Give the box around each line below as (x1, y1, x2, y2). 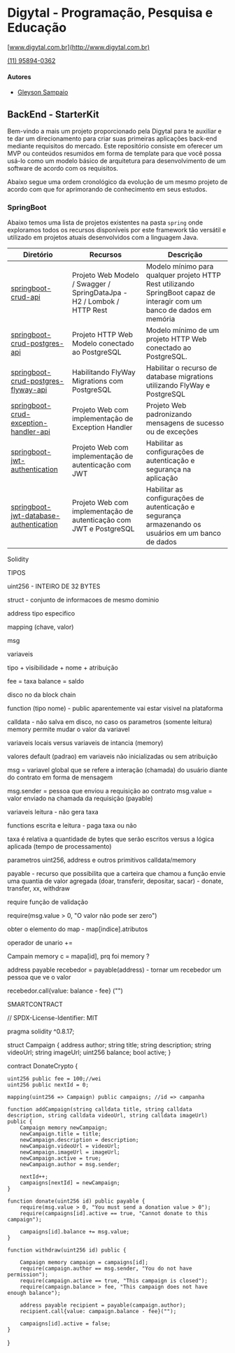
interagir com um (145, 297, 202, 306)
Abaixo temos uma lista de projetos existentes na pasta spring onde (7, 218, 204, 227)
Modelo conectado (72, 339, 134, 348)
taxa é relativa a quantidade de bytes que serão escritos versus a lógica (7, 835, 215, 844)
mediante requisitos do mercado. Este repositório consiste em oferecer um (7, 141, 223, 150)
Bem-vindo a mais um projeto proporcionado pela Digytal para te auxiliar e (7, 127, 222, 135)
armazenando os (145, 520, 201, 530)
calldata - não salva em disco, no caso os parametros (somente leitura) (7, 718, 213, 726)
